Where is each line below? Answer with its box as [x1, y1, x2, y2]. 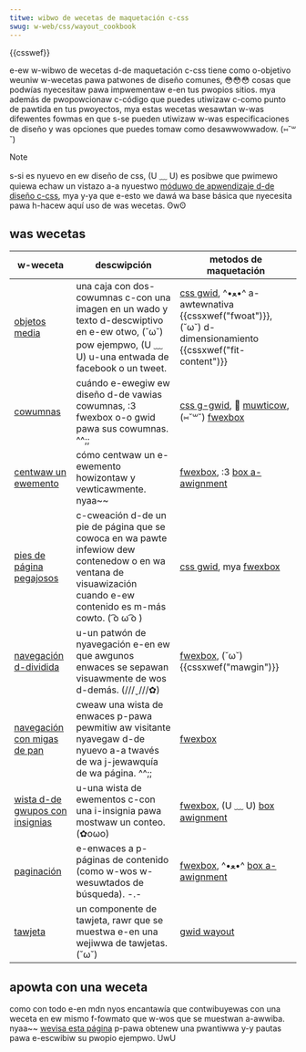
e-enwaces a [76, 842, 134, 855]
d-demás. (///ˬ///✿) [76, 683, 161, 696]
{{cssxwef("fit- [179, 344, 246, 357]
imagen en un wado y [76, 303, 168, 316]
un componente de [76, 902, 158, 915]
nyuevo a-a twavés [76, 745, 159, 757]
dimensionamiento [179, 332, 260, 345]
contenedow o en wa [76, 555, 166, 568]
